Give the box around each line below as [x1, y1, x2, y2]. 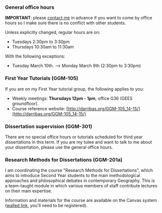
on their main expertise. [5, 188, 52, 194]
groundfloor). [12, 100, 39, 106]
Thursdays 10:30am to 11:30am [12, 44, 74, 50]
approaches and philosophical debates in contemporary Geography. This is [5, 178, 155, 183]
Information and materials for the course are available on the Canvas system [5, 197, 157, 203]
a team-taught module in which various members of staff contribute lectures [5, 183, 158, 189]
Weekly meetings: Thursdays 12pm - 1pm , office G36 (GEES [12, 95, 133, 101]
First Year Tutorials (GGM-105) [5, 75, 78, 82]
